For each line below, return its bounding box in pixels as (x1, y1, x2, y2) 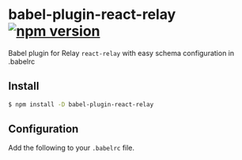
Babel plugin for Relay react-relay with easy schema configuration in (8, 48, 235, 58)
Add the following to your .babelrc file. (8, 143, 135, 153)
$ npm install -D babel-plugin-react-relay (8, 100, 154, 108)
